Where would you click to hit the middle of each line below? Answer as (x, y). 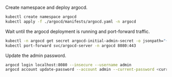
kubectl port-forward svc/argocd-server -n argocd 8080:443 (71, 46)
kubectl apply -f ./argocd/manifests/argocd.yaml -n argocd (71, 22)
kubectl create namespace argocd (41, 17)
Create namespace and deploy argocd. (47, 7)
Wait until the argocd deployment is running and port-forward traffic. (78, 31)
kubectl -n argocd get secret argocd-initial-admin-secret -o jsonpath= (84, 41)
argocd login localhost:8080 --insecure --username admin (68, 65)
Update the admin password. (36, 55)
